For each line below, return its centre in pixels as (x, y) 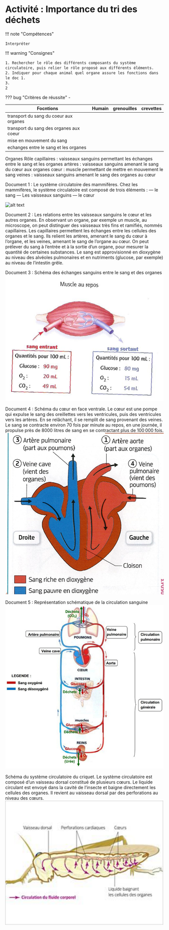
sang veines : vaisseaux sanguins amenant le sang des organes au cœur (80, 175)
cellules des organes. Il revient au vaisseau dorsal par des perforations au (82, 793)
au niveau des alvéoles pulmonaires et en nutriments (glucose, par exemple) (84, 257)
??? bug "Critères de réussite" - (38, 97)
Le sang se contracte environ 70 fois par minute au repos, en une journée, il (84, 425)
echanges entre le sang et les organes (47, 147)
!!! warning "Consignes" (30, 53)
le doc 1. (16, 78)
